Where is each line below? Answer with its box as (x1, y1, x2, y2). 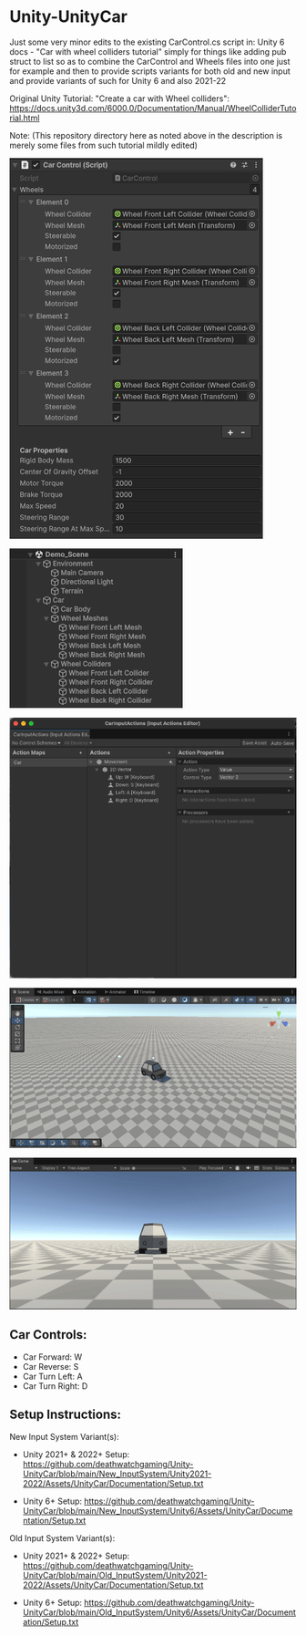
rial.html (9, 112, 40, 123)
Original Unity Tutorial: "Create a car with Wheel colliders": (9, 93, 230, 104)
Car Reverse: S (22, 1361, 79, 1372)
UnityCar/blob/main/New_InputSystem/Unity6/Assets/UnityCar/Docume (22, 1505, 293, 1516)
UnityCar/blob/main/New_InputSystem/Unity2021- (22, 1468, 212, 1479)
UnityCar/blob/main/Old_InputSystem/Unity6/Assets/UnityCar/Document (22, 1607, 296, 1618)
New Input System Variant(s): (9, 1431, 120, 1442)
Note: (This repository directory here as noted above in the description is (9, 129, 283, 140)
